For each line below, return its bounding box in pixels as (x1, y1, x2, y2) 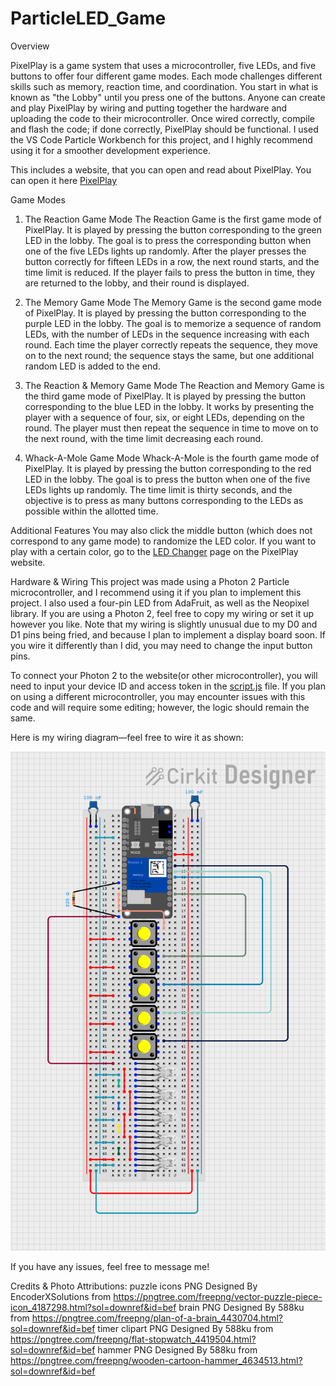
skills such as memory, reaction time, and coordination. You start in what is (10, 80, 319, 92)
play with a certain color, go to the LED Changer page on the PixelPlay (10, 545, 299, 557)
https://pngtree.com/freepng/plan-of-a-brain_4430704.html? (31, 1312, 283, 1324)
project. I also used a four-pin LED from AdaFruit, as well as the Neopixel (10, 597, 310, 609)
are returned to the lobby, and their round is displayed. (24, 277, 250, 289)
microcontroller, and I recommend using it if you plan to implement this (10, 586, 302, 598)
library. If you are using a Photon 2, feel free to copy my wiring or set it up (10, 607, 315, 619)
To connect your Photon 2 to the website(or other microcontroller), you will (10, 669, 318, 681)
